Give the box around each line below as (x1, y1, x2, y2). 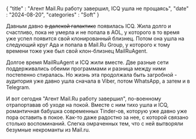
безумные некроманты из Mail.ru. (6, 126, 91, 133)
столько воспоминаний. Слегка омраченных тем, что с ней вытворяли (6, 120, 183, 127)
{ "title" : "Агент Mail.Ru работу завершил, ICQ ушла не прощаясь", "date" (6, 5, 189, 12)
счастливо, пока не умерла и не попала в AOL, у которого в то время (6, 29, 180, 36)
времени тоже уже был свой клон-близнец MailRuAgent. (6, 48, 148, 55)
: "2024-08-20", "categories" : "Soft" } (6, 11, 99, 18)
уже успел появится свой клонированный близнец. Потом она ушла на (6, 35, 184, 42)
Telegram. (6, 84, 30, 90)
